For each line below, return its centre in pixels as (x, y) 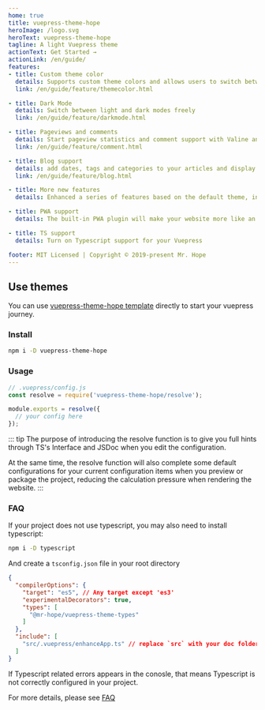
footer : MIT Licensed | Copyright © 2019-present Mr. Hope (107, 255)
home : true (26, 15)
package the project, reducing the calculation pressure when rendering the (130, 479)
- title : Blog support (45, 161)
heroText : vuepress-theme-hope (60, 38)
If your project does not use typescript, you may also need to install (118, 525)
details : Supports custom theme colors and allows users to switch (129, 81)
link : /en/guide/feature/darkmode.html (81, 118)
